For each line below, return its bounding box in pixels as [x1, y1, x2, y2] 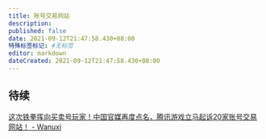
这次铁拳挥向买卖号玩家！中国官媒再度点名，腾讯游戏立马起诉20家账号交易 [8, 112, 258, 121]
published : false [8, 27, 67, 35]
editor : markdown [8, 49, 67, 57]
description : [8, 19, 52, 27]
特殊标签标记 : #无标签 [8, 42, 74, 50]
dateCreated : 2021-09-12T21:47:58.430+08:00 [8, 57, 160, 65]
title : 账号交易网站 [8, 11, 70, 20]
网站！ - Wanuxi [8, 122, 62, 132]
